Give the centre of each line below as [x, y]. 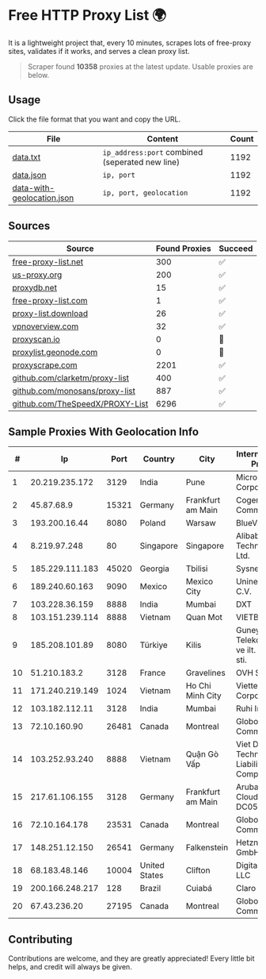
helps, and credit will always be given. [70, 967]
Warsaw [201, 523]
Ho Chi [198, 686]
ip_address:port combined [153, 152]
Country [159, 459]
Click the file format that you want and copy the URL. [94, 119]
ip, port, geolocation [145, 193]
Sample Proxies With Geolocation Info [104, 432]
